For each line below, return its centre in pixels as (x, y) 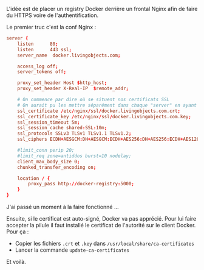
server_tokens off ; (42, 72)
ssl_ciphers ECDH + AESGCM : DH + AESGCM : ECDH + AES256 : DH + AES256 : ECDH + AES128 (108, 140)
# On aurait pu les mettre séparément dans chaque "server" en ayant (107, 105)
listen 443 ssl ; (44, 49)
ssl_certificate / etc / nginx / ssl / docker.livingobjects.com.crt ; (99, 111)
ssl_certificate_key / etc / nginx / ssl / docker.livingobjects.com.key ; (104, 116)
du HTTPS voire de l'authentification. (53, 15)
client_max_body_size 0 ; (49, 162)
